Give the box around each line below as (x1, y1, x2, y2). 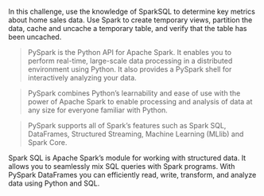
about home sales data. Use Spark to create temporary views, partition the (8, 15, 253, 25)
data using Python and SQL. (8, 178, 100, 188)
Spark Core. (27, 138, 68, 147)
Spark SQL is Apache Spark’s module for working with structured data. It (8, 153, 247, 163)
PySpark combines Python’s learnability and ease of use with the (27, 88, 241, 98)
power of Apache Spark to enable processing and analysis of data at (27, 97, 253, 106)
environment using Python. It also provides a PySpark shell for (27, 65, 232, 74)
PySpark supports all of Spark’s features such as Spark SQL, (27, 121, 227, 130)
